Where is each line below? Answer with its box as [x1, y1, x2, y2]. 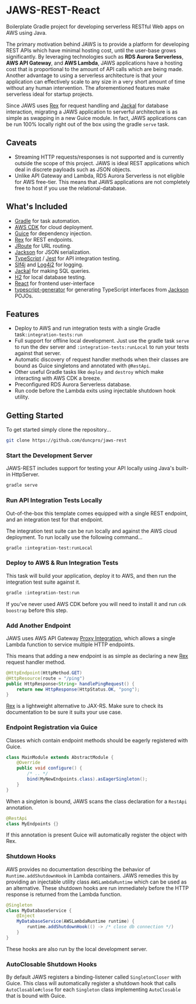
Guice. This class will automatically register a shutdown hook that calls [6, 980, 177, 987]
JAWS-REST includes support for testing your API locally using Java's [6, 465, 174, 472]
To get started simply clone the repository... [6, 426, 111, 433]
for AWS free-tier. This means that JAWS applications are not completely [14, 178, 190, 185]
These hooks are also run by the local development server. [6, 945, 147, 952]
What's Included [6, 202, 68, 212]
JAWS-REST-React [6, 4, 101, 17]
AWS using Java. [6, 29, 47, 36]
